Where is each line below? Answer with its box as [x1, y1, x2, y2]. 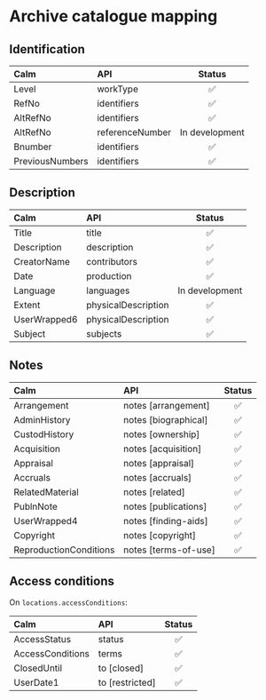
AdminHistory [13, 413, 71, 426]
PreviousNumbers [13, 155, 89, 167]
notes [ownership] [123, 428, 200, 441]
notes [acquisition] [123, 442, 202, 455]
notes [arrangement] [123, 399, 210, 411]
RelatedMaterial [13, 486, 80, 498]
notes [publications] [123, 500, 207, 513]
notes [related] [123, 486, 185, 498]
